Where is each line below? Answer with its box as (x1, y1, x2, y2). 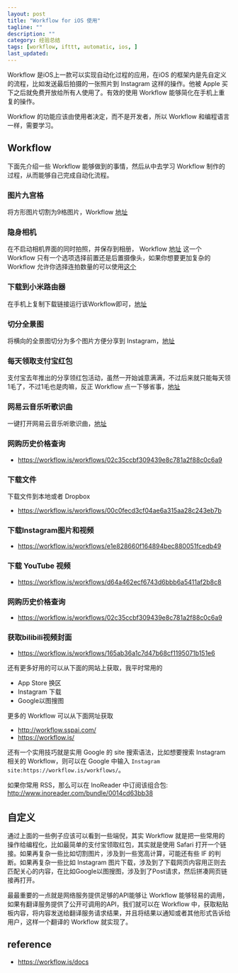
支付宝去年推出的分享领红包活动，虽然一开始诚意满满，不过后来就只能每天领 (7, 374, 231, 382)
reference (7, 939, 52, 951)
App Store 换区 (17, 679, 62, 687)
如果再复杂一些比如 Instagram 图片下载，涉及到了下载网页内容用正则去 (19, 858, 227, 867)
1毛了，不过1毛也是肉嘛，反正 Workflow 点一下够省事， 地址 (7, 382, 181, 391)
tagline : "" (7, 23, 42, 31)
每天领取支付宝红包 (7, 356, 73, 366)
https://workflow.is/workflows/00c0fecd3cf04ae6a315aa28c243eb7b (17, 506, 222, 515)
